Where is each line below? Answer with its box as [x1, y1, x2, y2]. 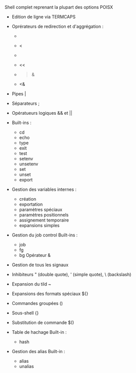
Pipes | [11, 91, 26, 96]
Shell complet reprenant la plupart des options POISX [4, 4, 113, 10]
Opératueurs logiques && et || [11, 110, 73, 116]
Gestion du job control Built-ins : [11, 232, 78, 238]
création [19, 196, 37, 202]
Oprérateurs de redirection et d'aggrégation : [11, 23, 104, 29]
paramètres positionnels [19, 212, 69, 218]
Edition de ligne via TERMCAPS [11, 14, 76, 19]
